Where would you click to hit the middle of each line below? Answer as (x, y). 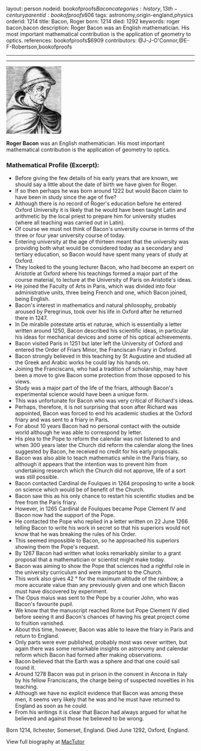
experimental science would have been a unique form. (82, 394)
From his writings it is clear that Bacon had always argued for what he (101, 712)
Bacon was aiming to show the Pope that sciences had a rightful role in (102, 566)
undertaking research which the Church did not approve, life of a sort (100, 471)
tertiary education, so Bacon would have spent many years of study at (101, 254)
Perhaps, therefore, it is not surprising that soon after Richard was (96, 407)
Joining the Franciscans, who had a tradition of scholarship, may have (101, 369)
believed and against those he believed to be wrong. (80, 719)
